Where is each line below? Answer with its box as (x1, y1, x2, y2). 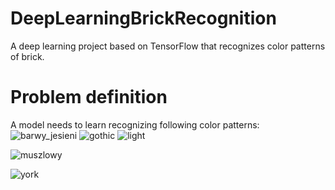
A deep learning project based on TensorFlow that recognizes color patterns (10, 40, 326, 52)
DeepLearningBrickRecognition (10, 7, 277, 30)
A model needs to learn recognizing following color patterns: (10, 118, 260, 131)
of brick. (10, 50, 45, 62)
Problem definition (10, 86, 168, 109)
